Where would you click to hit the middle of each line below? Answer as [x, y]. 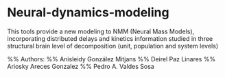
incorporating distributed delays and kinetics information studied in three [110, 38]
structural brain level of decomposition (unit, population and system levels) [113, 46]
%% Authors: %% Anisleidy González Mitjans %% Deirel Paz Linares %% [111, 59]
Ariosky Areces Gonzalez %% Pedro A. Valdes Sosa [81, 66]
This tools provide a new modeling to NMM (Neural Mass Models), [101, 31]
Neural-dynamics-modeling [88, 13]
